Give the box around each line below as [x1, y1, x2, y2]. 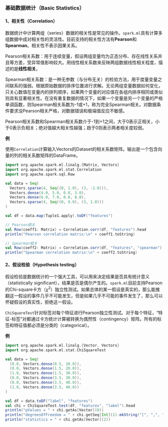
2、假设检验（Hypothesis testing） [5, 261, 79, 267]
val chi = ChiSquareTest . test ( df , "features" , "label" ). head [5, 403, 135, 408]
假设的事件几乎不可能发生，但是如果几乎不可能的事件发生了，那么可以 [18, 292, 163, 298]
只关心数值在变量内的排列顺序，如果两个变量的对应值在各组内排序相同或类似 [5, 89, 163, 95]
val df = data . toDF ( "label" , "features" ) [5, 398, 93, 403]
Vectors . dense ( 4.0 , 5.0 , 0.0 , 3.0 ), [9, 190, 86, 195]
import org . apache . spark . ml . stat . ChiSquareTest [5, 348, 106, 353]
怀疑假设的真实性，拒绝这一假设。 [5, 299, 75, 305]
